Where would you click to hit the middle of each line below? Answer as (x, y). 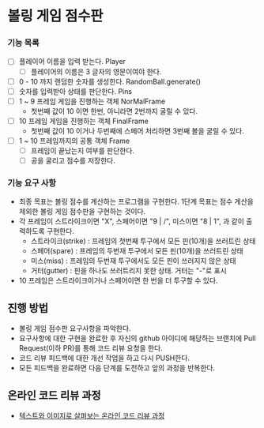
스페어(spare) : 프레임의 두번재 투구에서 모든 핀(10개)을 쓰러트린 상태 (137, 251)
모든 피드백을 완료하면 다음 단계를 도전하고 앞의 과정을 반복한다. (117, 368)
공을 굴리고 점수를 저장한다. (73, 160)
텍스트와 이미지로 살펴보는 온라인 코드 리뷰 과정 (92, 415)
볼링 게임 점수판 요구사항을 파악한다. (75, 329)
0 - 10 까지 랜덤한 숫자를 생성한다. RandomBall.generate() (110, 81)
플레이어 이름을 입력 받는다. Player (72, 62)
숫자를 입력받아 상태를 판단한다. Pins (75, 91)
